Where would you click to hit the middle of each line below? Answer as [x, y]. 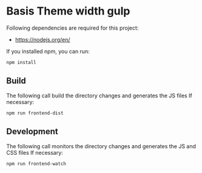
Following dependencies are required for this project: [72, 28]
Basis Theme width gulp [68, 11]
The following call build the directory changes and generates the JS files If [99, 96]
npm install [21, 62]
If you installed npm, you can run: [48, 51]
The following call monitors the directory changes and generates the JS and [101, 146]
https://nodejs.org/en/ [43, 39]
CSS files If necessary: [35, 152]
